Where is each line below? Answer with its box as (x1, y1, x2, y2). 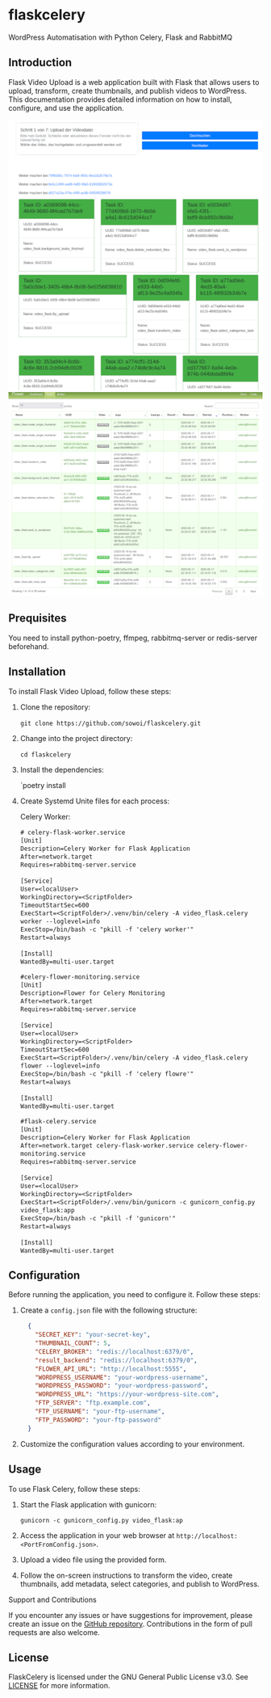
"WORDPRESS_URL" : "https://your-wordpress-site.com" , (35, 1390, 219, 1399)
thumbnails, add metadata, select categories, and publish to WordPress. (19, 1578, 260, 1589)
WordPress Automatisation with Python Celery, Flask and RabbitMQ (8, 32, 232, 42)
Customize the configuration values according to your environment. (19, 1439, 245, 1448)
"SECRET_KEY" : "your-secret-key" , (35, 1331, 151, 1339)
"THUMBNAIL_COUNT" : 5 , (35, 1339, 111, 1347)
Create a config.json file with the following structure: (19, 1305, 198, 1315)
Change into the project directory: (19, 733, 133, 743)
